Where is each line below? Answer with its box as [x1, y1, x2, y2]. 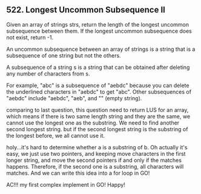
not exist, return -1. [6, 33, 53, 41]
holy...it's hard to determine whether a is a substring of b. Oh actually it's [6, 143, 188, 150]
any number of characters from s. [6, 70, 90, 77]
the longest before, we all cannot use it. [6, 132, 105, 139]
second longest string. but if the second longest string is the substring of [6, 125, 188, 132]
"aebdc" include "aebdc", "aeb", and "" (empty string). [6, 94, 142, 102]
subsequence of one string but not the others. [6, 51, 121, 59]
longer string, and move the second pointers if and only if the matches [6, 157, 182, 164]
